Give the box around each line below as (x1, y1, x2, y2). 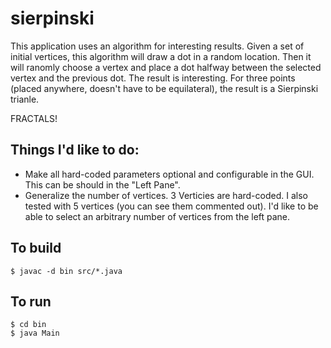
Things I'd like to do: (10, 142, 140, 159)
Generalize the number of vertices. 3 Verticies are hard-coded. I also (24, 189, 308, 201)
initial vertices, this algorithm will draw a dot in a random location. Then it (10, 50, 312, 62)
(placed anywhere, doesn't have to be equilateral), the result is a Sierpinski (10, 82, 319, 94)
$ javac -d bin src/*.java (10, 266, 123, 276)
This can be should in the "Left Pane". (24, 178, 181, 191)
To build (10, 240, 62, 257)
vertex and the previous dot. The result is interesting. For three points (10, 72, 296, 84)
